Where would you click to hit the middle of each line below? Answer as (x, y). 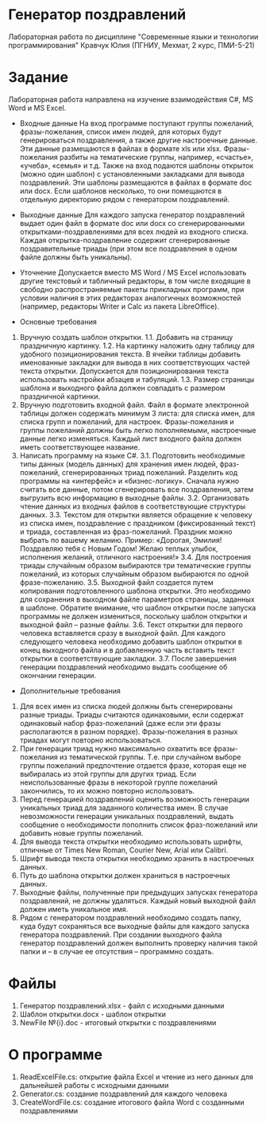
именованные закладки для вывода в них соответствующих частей (135, 362)
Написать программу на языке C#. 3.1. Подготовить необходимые (132, 455)
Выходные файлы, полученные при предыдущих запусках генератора (139, 892)
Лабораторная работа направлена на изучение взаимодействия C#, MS (131, 99)
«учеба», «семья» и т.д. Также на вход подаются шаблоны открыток (137, 166)
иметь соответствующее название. (80, 446)
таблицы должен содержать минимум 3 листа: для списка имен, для (137, 413)
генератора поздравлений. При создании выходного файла (121, 934)
